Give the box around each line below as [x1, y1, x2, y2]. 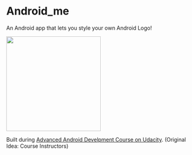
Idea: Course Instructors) [6, 142, 69, 150]
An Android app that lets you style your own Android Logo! [6, 24, 152, 31]
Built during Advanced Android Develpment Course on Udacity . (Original [6, 136, 186, 143]
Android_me [6, 4, 69, 18]
